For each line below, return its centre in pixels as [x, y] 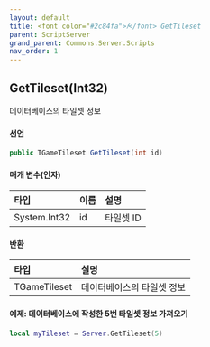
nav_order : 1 [34, 52]
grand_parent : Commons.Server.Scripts [82, 43]
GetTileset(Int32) [59, 88]
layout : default [40, 18]
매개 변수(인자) [35, 174]
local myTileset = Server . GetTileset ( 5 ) [87, 333]
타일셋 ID [123, 218]
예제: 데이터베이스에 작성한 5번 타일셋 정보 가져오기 [99, 314]
